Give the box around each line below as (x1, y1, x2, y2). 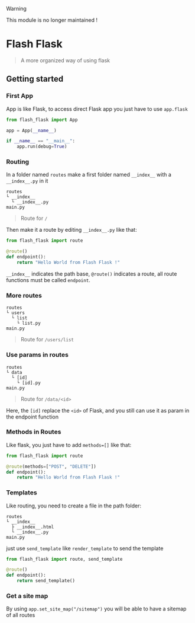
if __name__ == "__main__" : (6, 138, 76, 144)
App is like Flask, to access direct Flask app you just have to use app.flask (6, 105, 188, 112)
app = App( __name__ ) (6, 127, 57, 133)
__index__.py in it (6, 177, 48, 184)
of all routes (6, 612, 35, 619)
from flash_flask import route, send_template (6, 556, 123, 562)
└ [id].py (17, 379, 41, 386)
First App (6, 92, 34, 100)
